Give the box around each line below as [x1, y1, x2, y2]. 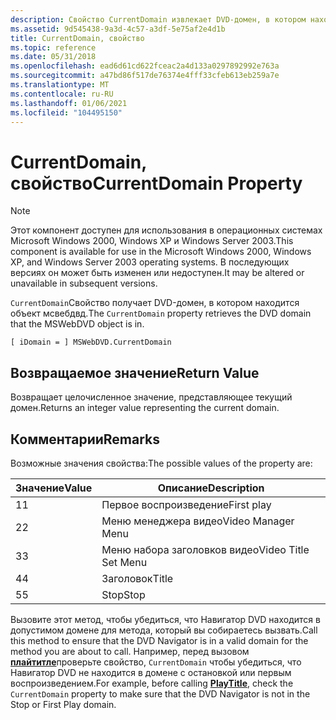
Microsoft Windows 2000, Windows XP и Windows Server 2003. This [10, 235, 294, 247]
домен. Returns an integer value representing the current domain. [10, 402, 280, 414]
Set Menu [101, 555, 148, 569]
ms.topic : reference [10, 42, 97, 53]
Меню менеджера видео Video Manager [101, 514, 295, 528]
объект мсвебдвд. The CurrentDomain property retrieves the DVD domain [10, 307, 312, 320]
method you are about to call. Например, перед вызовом [10, 645, 250, 657]
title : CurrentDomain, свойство [10, 33, 145, 43]
